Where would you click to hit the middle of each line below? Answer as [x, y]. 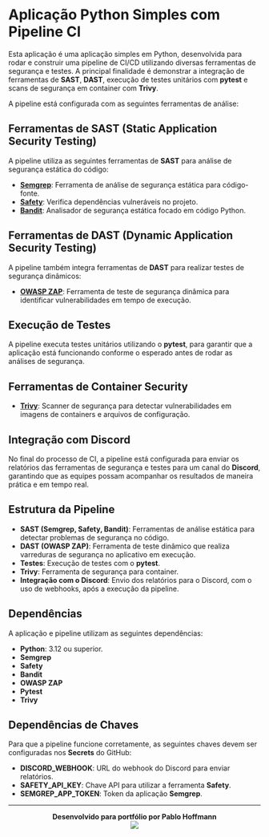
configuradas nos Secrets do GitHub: [70, 753]
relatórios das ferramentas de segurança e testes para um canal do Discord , [134, 467]
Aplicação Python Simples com [114, 15]
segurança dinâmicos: [45, 276]
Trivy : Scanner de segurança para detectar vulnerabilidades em [126, 406]
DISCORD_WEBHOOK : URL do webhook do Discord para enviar [125, 768]
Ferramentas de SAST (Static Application [113, 129]
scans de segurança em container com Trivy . [83, 88]
